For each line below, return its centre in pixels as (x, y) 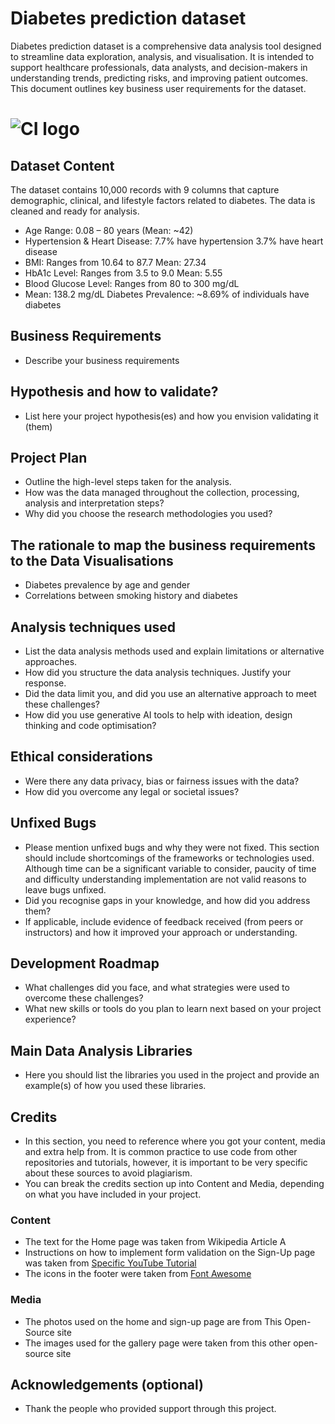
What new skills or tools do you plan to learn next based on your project (173, 1009)
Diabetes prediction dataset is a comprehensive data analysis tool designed (166, 46)
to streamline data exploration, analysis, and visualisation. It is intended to (162, 56)
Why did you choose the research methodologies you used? (148, 514)
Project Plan (49, 457)
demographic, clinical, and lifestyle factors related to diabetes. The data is (163, 200)
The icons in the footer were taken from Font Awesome (138, 1274)
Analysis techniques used (93, 627)
